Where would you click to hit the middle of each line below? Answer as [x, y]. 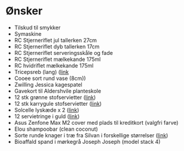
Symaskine [28, 33]
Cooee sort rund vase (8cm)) [50, 78]
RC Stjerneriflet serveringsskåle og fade [63, 53]
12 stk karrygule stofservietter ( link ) [58, 103]
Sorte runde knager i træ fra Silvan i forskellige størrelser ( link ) [91, 135]
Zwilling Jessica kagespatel [48, 84]
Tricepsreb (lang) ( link [42, 72]
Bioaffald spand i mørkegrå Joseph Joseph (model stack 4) [87, 141]
